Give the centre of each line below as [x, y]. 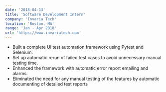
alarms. [20, 73]
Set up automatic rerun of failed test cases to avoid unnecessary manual [87, 57]
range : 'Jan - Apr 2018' [31, 28]
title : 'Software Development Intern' [45, 14]
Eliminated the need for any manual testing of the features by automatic [86, 79]
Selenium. [23, 52]
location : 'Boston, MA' [30, 24]
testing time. [25, 63]
